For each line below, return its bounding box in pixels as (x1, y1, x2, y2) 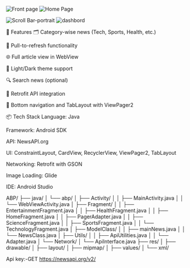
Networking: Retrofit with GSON (6, 161, 83, 168)
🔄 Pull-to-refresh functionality (6, 42, 78, 49)
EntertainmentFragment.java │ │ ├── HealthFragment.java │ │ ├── (6, 207, 168, 214)
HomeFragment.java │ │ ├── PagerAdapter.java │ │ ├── (6, 213, 143, 220)
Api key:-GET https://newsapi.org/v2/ (6, 256, 96, 262)
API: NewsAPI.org (6, 138, 49, 145)
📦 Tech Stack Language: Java (6, 113, 80, 120)
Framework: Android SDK (6, 127, 67, 134)
